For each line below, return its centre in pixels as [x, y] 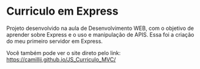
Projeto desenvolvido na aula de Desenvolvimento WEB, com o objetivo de [100, 28]
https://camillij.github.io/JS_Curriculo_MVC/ [61, 59]
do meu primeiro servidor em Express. [54, 41]
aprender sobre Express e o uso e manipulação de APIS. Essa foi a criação [100, 34]
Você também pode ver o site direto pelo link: [64, 53]
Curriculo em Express [62, 11]
